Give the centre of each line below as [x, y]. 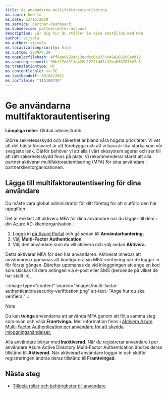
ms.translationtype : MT [30, 66]
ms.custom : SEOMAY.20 [28, 52]
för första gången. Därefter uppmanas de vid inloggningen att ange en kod [82, 265]
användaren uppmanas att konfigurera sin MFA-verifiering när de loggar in [82, 259]
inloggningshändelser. [28, 332]
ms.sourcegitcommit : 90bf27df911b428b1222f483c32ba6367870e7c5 [73, 62]
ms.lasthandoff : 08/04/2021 [35, 76]
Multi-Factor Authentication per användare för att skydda [64, 327]
